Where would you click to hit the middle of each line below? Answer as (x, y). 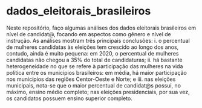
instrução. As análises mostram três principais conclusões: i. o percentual (98, 40)
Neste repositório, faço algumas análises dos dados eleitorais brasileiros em (101, 28)
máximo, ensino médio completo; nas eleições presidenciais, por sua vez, (98, 92)
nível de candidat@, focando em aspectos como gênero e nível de (89, 34)
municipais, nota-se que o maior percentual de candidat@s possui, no (94, 85)
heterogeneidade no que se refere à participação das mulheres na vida (95, 66)
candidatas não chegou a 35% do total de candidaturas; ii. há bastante (94, 60)
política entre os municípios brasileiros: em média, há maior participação (97, 72)
